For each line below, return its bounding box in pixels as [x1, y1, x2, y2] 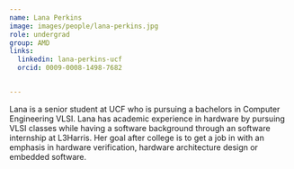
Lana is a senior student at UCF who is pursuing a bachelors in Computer [9, 103, 281, 114]
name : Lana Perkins [9, 13, 83, 22]
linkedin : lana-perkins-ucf [17, 55, 123, 64]
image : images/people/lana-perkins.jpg [9, 22, 159, 31]
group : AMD [9, 38, 50, 48]
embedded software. [9, 151, 87, 162]
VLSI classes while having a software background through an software [9, 122, 272, 133]
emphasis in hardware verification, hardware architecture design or [9, 141, 259, 153]
